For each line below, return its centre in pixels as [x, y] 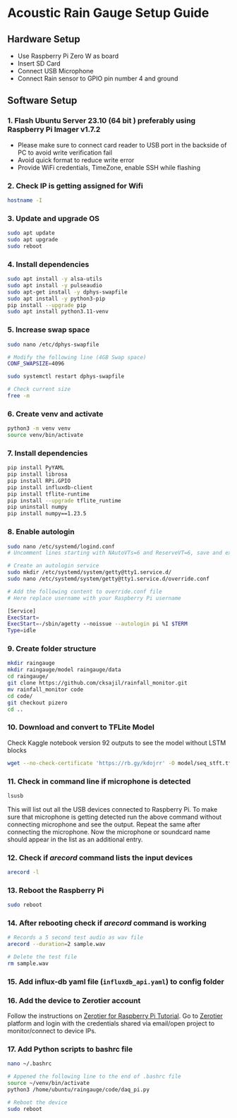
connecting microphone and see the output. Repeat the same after [104, 824]
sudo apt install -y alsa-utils [55, 279]
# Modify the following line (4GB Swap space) [77, 357]
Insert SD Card [39, 64]
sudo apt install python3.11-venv [58, 312]
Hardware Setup [44, 39]
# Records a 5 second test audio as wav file [75, 938]
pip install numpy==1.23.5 [47, 514]
